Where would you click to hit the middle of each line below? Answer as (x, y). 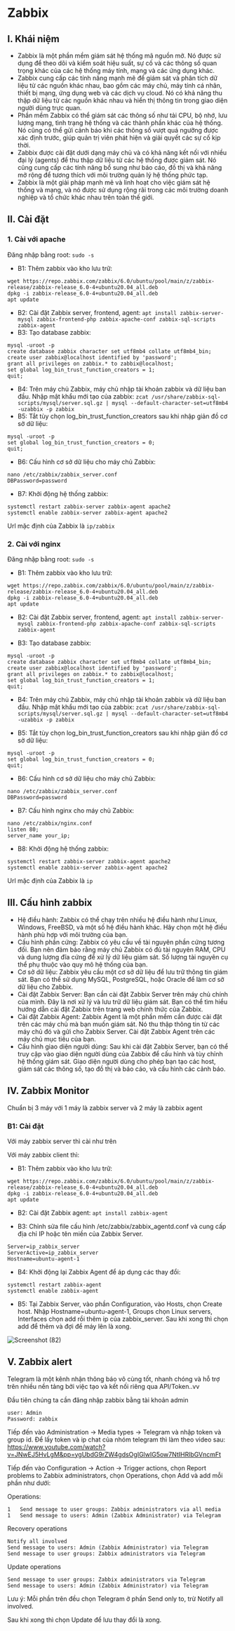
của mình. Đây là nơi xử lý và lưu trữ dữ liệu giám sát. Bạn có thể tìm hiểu (122, 1001)
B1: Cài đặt (26, 1126)
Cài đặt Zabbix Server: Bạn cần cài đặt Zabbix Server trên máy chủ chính (123, 994)
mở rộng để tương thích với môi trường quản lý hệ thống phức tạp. (113, 175)
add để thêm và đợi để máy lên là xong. (74, 1326)
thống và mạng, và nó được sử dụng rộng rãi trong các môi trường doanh (123, 190)
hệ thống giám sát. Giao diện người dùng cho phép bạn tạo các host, (116, 1061)
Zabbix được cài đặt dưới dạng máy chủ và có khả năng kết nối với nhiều (122, 153)
